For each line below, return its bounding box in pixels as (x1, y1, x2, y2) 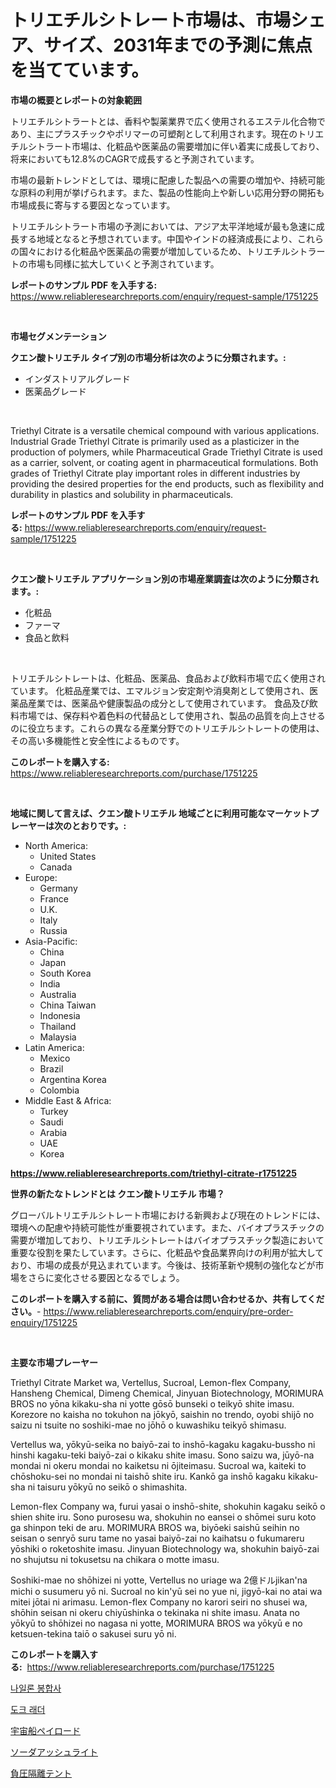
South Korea (39, 967, 92, 979)
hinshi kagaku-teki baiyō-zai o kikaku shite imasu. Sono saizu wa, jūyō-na (10, 1449, 315, 1461)
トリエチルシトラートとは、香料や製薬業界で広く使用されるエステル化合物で (10, 115, 326, 127)
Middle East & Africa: (24, 1094, 112, 1106)
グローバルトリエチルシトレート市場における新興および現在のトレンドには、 (10, 1209, 326, 1221)
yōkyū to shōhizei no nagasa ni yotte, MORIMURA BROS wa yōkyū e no (10, 1617, 303, 1629)
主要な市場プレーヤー (10, 1356, 98, 1368)
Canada (39, 861, 73, 873)
